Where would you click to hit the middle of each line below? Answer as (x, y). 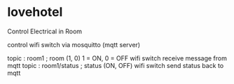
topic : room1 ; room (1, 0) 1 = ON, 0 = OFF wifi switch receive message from (117, 58)
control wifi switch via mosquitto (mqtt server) (74, 44)
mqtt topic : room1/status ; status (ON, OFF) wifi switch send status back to (116, 65)
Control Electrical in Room (45, 31)
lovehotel (35, 12)
